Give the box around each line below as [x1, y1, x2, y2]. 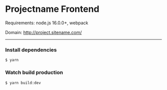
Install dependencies [5, 46, 57, 53]
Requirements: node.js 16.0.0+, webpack [5, 20, 88, 26]
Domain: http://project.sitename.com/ [5, 29, 82, 35]
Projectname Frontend [5, 3, 99, 15]
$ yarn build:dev [5, 80, 41, 85]
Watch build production [5, 69, 63, 76]
